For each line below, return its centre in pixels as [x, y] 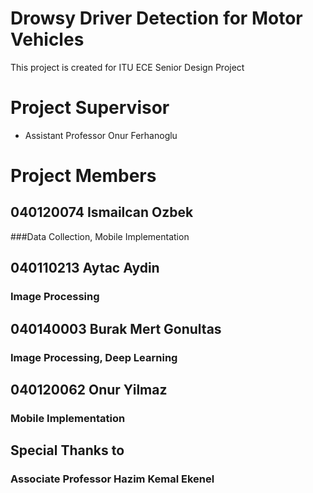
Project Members [83, 176]
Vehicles [47, 39]
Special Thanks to [67, 450]
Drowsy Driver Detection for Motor [156, 18]
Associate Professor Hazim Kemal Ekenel [112, 479]
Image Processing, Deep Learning [94, 357]
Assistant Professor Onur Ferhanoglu [101, 135]
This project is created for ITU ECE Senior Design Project [127, 67]
